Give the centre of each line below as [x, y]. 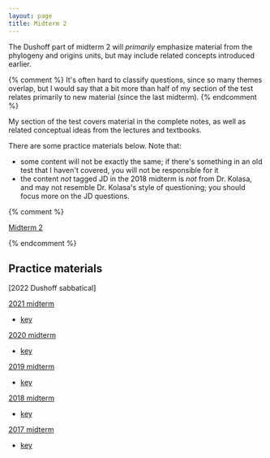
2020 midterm [32, 335]
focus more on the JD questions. [75, 196]
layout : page [30, 16]
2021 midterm [32, 304]
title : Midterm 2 [38, 24]
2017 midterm [31, 430]
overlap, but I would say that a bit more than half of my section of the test [131, 88]
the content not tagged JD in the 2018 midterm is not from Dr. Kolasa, [136, 179]
